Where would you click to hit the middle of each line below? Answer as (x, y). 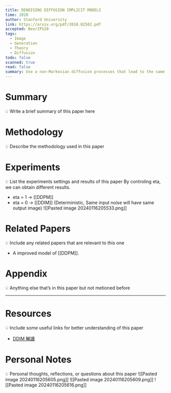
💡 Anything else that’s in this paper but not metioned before (68, 288)
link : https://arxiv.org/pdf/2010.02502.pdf (53, 24)
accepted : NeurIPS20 (27, 29)
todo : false (18, 57)
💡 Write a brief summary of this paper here (50, 111)
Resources (28, 314)
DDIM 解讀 (24, 338)
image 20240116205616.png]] (55, 385)
